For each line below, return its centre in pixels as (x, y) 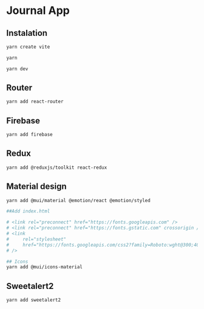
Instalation (27, 33)
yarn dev (17, 69)
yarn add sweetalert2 (34, 300)
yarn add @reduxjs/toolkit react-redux (57, 168)
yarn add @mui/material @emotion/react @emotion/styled (78, 200)
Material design (36, 187)
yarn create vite (28, 47)
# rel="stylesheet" (36, 239)
